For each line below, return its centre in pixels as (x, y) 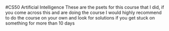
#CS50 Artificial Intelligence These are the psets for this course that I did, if (85, 7)
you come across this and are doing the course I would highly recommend (84, 12)
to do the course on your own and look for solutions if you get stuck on (80, 18)
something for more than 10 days (40, 23)
